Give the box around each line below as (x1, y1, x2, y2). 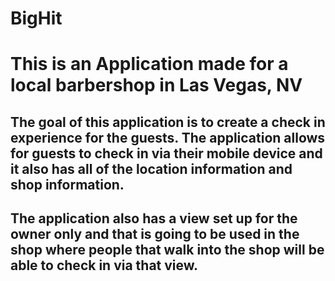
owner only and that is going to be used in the (10, 226, 300, 243)
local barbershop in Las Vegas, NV (10, 74, 303, 97)
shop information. (10, 176, 125, 193)
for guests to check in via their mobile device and (10, 145, 323, 162)
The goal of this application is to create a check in (10, 113, 326, 131)
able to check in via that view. (10, 257, 199, 274)
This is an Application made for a (10, 53, 289, 76)
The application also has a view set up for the (10, 210, 298, 227)
